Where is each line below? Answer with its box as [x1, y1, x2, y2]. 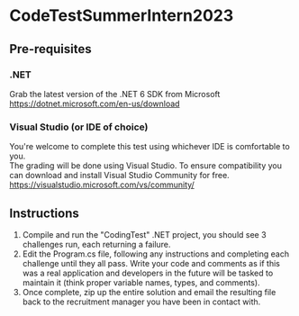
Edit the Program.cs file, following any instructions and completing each [22, 248, 290, 259]
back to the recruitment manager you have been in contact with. [22, 296, 261, 307]
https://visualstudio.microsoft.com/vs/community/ [9, 179, 195, 190]
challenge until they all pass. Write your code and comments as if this [22, 257, 281, 268]
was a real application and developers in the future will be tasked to [22, 267, 274, 278]
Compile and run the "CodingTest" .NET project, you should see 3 [22, 229, 267, 239]
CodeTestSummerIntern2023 [9, 5, 234, 26]
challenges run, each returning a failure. [22, 239, 171, 249]
